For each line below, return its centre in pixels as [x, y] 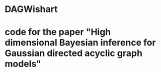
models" [23, 64]
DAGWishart [31, 9]
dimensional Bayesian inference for [80, 43]
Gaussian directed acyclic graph [74, 53]
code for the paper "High [58, 32]
